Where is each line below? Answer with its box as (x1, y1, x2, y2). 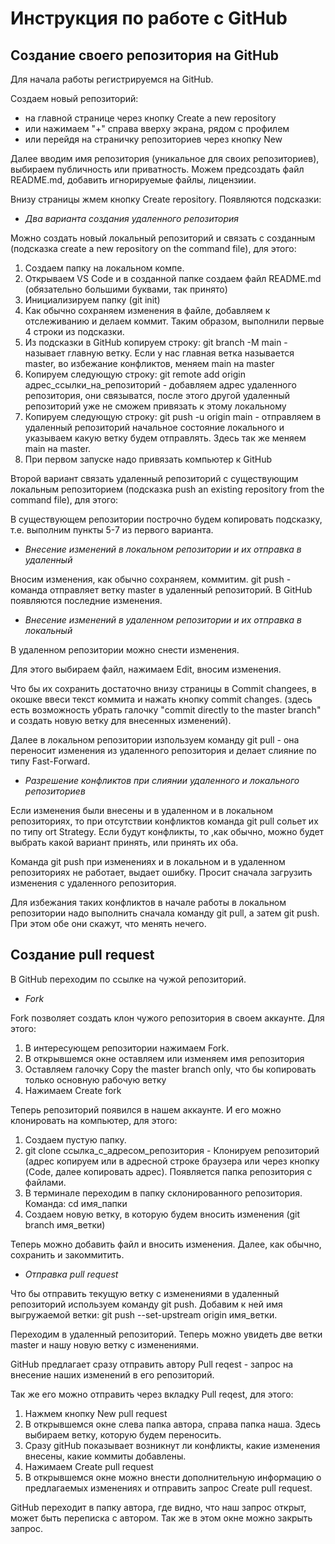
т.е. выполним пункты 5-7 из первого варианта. (10, 524, 214, 536)
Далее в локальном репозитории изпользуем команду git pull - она (10, 734, 300, 746)
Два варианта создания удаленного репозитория (24, 213, 240, 224)
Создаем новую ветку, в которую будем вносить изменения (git (24, 1208, 301, 1220)
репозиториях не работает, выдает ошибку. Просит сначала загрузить (10, 867, 313, 878)
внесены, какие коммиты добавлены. (24, 1450, 187, 1462)
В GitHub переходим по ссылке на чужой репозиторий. (10, 973, 247, 985)
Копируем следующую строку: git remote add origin (24, 368, 246, 380)
